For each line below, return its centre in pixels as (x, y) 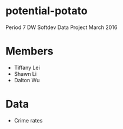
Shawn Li (25, 74)
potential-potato (46, 11)
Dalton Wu (27, 80)
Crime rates (28, 120)
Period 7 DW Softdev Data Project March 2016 (61, 27)
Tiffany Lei (27, 67)
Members (29, 51)
